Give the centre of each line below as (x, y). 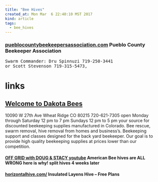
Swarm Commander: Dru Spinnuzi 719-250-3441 (59, 61)
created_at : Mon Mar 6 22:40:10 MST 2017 (49, 14)
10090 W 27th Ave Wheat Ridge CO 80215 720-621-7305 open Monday (77, 116)
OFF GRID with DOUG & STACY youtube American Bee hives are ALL (75, 158)
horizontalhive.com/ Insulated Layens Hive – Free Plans (62, 174)
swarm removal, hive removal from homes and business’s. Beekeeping (76, 131)
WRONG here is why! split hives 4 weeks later (52, 163)
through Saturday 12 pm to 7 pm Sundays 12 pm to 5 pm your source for (77, 121)
